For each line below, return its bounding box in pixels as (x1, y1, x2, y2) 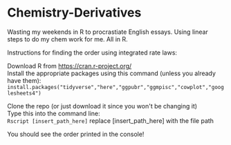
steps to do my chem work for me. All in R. (7, 35, 128, 43)
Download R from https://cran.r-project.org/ (7, 61, 132, 70)
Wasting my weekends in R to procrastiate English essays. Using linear (7, 28, 209, 36)
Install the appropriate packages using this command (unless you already (7, 69, 216, 77)
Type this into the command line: (7, 109, 100, 117)
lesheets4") (7, 90, 41, 97)
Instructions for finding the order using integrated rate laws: (7, 48, 178, 57)
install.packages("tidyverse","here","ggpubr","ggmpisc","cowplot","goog (7, 84, 225, 90)
